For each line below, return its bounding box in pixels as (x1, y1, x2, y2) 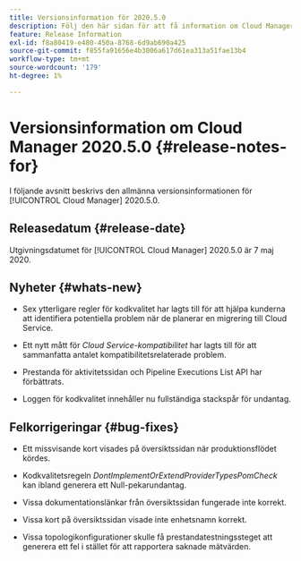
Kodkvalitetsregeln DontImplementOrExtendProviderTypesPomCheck (21, 471, 278, 481)
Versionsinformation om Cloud (9, 117, 243, 138)
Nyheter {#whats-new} (9, 279, 142, 295)
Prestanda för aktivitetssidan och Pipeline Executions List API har (21, 367, 262, 378)
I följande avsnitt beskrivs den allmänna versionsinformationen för (9, 185, 253, 196)
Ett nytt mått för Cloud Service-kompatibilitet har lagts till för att (21, 340, 257, 351)
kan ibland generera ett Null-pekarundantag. (21, 480, 187, 490)
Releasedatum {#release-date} (9, 221, 186, 236)
